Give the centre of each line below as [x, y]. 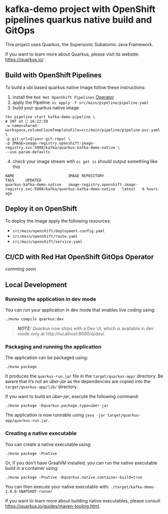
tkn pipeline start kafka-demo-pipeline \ [50, 117]
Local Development [36, 285]
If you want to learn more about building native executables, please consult [83, 500]
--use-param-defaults [28, 152]
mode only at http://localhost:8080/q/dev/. [61, 334]
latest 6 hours [140, 189]
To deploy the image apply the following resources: [58, 221]
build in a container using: [32, 468]
